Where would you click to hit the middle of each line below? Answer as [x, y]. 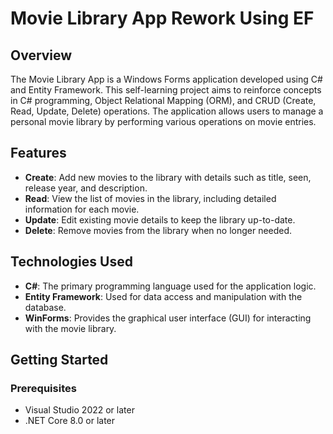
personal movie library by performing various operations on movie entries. [163, 121]
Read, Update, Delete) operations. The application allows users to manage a [167, 111]
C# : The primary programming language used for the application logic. [170, 286]
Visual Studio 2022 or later [79, 410]
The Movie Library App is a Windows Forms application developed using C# [166, 79]
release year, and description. [86, 188]
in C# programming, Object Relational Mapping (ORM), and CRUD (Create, [163, 100]
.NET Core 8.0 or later [70, 421]
